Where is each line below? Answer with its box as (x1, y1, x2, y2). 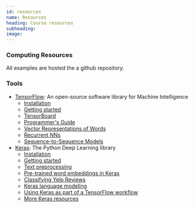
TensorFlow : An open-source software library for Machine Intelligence (14, 93, 189, 100)
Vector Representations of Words (23, 125, 106, 132)
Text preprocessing (23, 163, 72, 170)
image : (6, 31, 23, 37)
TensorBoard (23, 112, 56, 119)
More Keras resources (23, 195, 79, 202)
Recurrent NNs (23, 131, 61, 138)
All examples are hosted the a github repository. (6, 64, 125, 72)
